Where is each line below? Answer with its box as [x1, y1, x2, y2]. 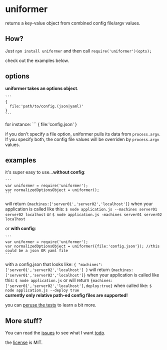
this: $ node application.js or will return [5, 277, 89, 283]
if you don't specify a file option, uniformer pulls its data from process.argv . [5, 131, 161, 137]
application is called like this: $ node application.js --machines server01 [5, 206, 157, 212]
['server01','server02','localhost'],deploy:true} [5, 283, 113, 288]
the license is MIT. [5, 339, 43, 345]
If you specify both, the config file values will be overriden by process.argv [5, 136, 159, 142]
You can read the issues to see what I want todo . [5, 330, 106, 336]
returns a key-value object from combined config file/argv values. [5, 20, 140, 26]
